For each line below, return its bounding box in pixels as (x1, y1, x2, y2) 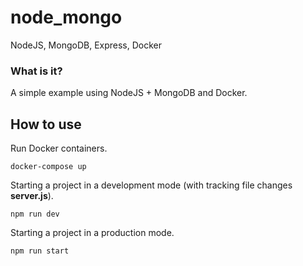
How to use (10, 116, 82, 133)
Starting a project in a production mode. (10, 227, 175, 239)
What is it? (10, 64, 63, 78)
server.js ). (10, 190, 54, 202)
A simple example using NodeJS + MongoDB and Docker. (10, 87, 248, 99)
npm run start (10, 246, 70, 256)
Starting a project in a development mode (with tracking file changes (10, 179, 293, 191)
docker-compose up (10, 162, 87, 172)
